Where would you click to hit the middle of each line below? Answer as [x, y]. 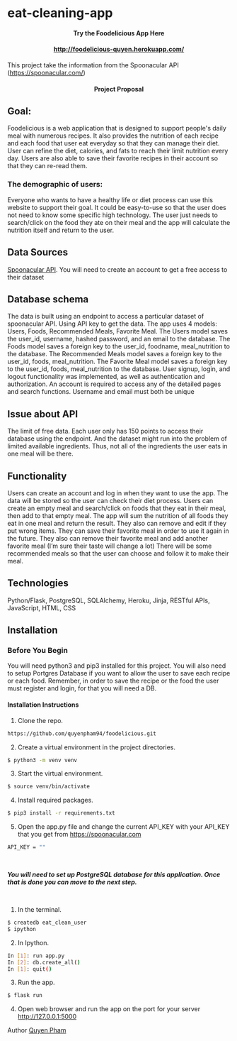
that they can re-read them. [47, 166]
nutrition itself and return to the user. [61, 230]
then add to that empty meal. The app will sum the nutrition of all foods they [118, 515]
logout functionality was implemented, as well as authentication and [106, 377]
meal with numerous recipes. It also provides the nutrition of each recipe [113, 136]
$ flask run [25, 996]
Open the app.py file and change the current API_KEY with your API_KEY [123, 827]
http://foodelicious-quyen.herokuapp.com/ [119, 49]
